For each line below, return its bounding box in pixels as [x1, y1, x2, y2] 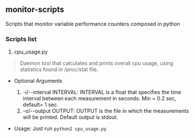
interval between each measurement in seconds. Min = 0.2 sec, [22, 95, 177, 102]
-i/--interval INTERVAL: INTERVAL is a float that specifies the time [22, 89, 182, 96]
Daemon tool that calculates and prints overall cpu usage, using [19, 60, 174, 67]
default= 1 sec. [22, 101, 59, 108]
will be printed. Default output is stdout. [22, 114, 118, 121]
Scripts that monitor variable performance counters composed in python [5, 20, 180, 27]
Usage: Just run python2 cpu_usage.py [13, 125, 107, 132]
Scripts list [5, 35, 37, 43]
